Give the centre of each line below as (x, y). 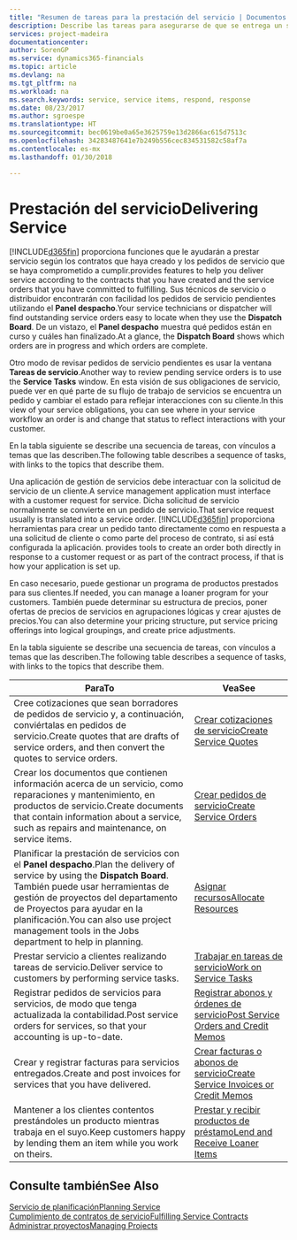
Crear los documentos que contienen (91, 773)
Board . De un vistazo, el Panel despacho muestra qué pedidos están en (141, 327)
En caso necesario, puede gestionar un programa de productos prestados (144, 584)
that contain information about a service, (98, 817)
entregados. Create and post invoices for (97, 1074)
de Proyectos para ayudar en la (78, 909)
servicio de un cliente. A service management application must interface (140, 491)
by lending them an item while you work (96, 1144)
